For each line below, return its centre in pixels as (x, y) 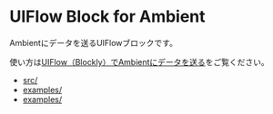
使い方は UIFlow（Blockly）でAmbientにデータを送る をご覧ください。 (140, 62)
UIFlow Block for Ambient (108, 17)
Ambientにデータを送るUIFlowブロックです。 (93, 43)
